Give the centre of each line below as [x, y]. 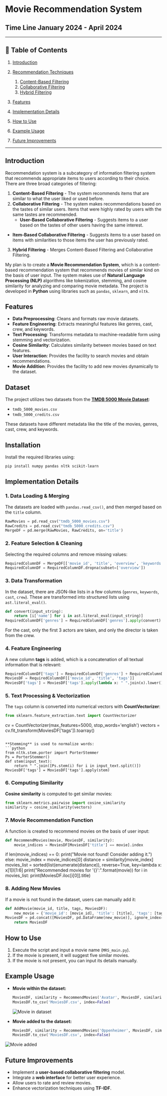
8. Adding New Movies [33, 888]
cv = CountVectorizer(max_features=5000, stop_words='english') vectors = [83, 725]
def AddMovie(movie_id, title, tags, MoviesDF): [56, 908]
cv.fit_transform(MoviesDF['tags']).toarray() [50, 731]
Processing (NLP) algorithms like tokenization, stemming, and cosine [76, 280]
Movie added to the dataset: [42, 1021]
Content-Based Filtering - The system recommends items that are [81, 193]
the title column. [24, 512]
